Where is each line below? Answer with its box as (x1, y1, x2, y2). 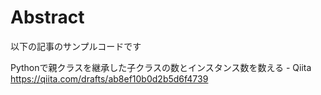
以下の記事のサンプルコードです (10, 40, 142, 52)
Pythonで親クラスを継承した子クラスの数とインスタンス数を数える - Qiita (10, 61, 312, 73)
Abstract (10, 6, 85, 29)
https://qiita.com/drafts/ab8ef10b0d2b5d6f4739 (10, 72, 209, 85)
